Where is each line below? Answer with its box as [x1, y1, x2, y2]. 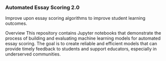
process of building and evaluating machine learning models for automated [5, 35, 161, 41]
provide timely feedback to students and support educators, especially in [5, 46, 157, 52]
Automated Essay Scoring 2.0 [5, 4, 79, 11]
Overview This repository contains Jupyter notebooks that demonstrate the [5, 30, 161, 36]
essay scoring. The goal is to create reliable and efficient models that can [5, 41, 157, 47]
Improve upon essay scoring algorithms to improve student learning [5, 15, 146, 21]
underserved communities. [5, 51, 61, 57]
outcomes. [5, 20, 28, 26]
